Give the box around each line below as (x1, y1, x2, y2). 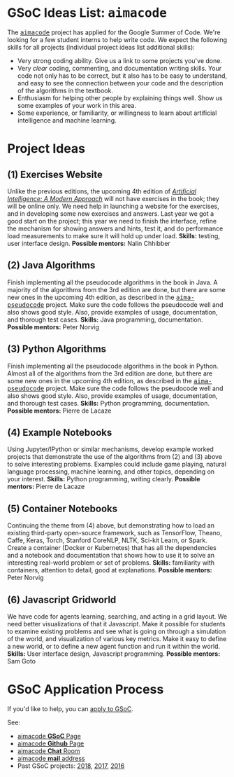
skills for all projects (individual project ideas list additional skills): (7, 43, 196, 51)
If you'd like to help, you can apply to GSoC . (7, 704, 134, 713)
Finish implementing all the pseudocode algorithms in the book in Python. (7, 362, 219, 370)
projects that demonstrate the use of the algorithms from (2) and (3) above (7, 453, 222, 461)
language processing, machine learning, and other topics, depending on (7, 467, 215, 476)
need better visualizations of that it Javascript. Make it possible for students (7, 620, 226, 628)
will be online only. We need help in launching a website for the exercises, (7, 202, 220, 210)
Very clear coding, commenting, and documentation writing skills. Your (17, 64, 222, 72)
